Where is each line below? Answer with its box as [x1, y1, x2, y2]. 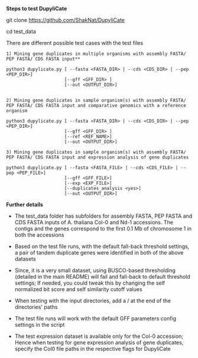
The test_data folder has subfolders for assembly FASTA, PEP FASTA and [14, 212, 193, 220]
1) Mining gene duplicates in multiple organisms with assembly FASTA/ [6, 51, 186, 57]
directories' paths [14, 304, 58, 310]
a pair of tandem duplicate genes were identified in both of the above [14, 249, 184, 256]
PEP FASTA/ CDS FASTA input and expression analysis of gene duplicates [6, 154, 189, 160]
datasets [14, 256, 37, 262]
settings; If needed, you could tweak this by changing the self [14, 279, 165, 286]
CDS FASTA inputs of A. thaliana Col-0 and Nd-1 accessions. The [14, 219, 173, 225]
